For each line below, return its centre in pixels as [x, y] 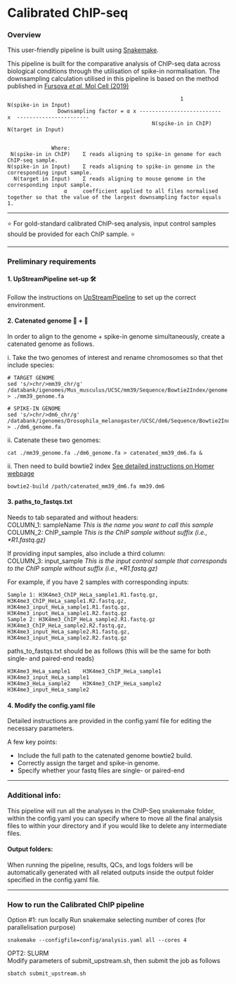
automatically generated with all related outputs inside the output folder [111, 872]
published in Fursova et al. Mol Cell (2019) [68, 86]
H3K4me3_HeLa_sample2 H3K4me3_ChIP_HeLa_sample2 [84, 684]
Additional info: [34, 796]
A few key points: [32, 742]
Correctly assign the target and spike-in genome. [88, 763]
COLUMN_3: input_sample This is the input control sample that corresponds [117, 561]
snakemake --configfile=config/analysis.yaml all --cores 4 [97, 940]
